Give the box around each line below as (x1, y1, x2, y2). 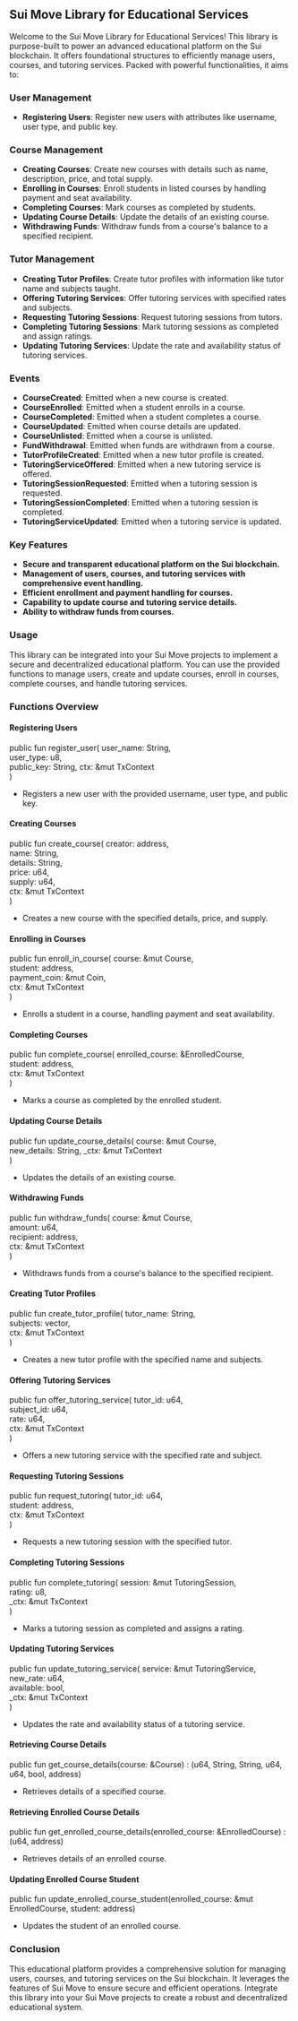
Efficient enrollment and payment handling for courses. (21, 587, 234, 599)
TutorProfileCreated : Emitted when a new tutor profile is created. (21, 450, 264, 460)
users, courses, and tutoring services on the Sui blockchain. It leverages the (9, 1973, 290, 1983)
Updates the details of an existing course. (21, 1171, 176, 1182)
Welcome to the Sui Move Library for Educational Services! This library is (9, 30, 278, 41)
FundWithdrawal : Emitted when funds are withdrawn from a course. (21, 440, 275, 451)
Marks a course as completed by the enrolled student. (21, 1095, 222, 1106)
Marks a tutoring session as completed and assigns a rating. (21, 1622, 244, 1634)
